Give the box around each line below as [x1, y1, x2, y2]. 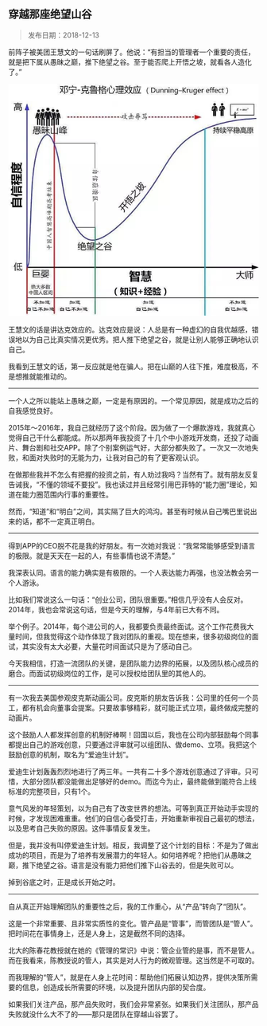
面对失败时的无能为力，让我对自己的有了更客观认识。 [29, 453, 203, 462]
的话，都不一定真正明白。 [14, 517, 99, 526]
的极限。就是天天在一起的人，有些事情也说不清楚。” [8, 551, 176, 560]
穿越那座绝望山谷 [8, 7, 92, 22]
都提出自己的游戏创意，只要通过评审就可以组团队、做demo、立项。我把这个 [8, 740, 257, 749]
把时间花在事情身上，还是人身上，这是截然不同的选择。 [8, 929, 189, 938]
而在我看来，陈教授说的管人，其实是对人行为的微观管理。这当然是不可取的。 [8, 956, 259, 965]
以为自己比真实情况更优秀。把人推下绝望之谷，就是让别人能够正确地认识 [21, 335, 259, 344]
